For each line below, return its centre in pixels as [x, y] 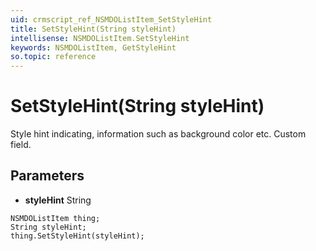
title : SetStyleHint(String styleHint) [93, 29]
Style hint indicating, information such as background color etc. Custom [158, 134]
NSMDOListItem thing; [55, 218]
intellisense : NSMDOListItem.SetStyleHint [100, 38]
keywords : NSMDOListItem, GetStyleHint [93, 47]
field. [21, 145]
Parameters [47, 176]
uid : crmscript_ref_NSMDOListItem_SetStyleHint [111, 19]
